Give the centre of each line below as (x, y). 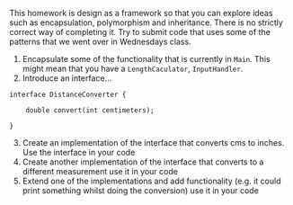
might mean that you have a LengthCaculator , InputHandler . (133, 68)
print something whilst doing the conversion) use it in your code (140, 191)
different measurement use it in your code (100, 171)
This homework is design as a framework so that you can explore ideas (141, 13)
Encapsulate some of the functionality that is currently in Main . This (146, 59)
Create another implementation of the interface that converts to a (143, 162)
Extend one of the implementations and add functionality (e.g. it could (151, 181)
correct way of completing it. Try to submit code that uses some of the (140, 32)
